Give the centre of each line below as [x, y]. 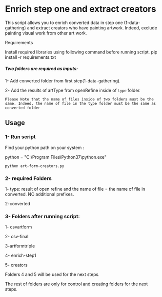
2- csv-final [17, 237]
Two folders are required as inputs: [41, 68]
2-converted [18, 203]
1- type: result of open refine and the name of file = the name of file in [75, 189]
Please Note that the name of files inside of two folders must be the [79, 99]
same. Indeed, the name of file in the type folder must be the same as [81, 103]
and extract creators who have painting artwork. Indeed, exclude [92, 27]
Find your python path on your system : [45, 148]
